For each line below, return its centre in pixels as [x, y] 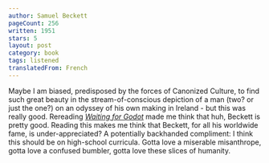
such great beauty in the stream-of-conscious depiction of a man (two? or [131, 99]
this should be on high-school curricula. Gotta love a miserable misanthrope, [135, 142]
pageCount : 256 [34, 23]
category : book [34, 53]
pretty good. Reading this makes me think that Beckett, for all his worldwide [133, 124]
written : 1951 [32, 31]
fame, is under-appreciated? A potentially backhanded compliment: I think [131, 133]
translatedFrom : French [48, 68]
